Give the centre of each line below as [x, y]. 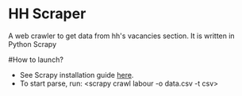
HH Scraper [47, 14]
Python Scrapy [33, 44]
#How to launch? [36, 60]
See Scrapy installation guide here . [77, 75]
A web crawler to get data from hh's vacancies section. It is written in [122, 36]
